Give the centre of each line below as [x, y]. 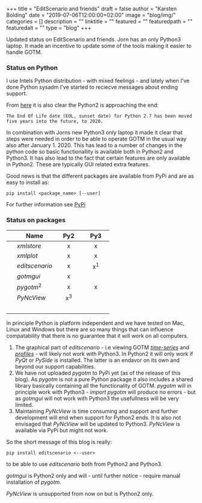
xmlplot [27, 256]
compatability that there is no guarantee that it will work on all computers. [97, 336]
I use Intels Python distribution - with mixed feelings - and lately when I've [98, 81]
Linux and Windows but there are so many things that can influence [90, 329]
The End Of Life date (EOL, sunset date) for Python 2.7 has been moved [99, 116]
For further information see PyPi [46, 205]
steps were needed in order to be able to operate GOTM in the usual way [96, 139]
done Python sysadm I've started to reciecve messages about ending [92, 87]
